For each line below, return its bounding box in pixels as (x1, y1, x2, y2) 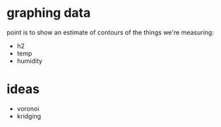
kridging (16, 112, 42, 120)
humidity (16, 56, 43, 65)
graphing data (6, 5, 91, 21)
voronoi (16, 104, 40, 113)
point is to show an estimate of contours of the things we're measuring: (6, 28, 215, 36)
